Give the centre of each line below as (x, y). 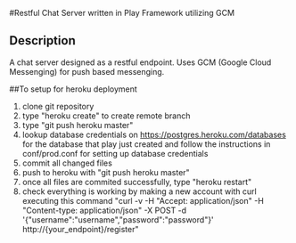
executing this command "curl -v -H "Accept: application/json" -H (143, 200)
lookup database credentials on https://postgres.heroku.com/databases (154, 134)
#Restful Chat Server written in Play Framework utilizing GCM (122, 13)
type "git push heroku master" (78, 125)
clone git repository (58, 106)
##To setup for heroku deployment (74, 89)
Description (42, 40)
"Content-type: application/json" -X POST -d (104, 210)
